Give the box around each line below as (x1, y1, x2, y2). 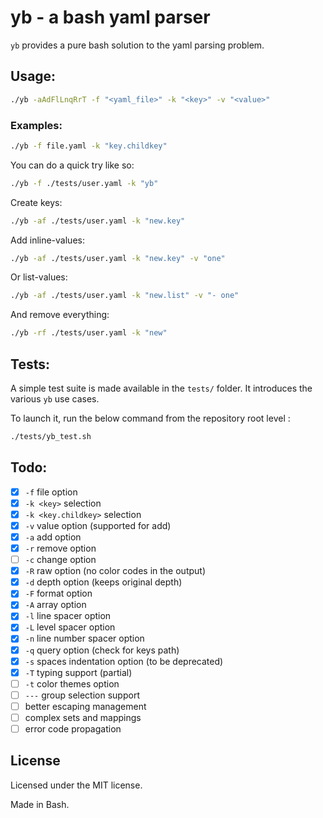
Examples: (10, 118, 63, 132)
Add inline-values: (10, 234, 85, 246)
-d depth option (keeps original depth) (24, 576, 183, 588)
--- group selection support (24, 689, 140, 701)
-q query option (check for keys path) (24, 644, 180, 656)
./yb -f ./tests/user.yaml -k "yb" (10, 178, 159, 188)
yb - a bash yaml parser (10, 6, 211, 29)
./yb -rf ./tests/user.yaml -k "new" (10, 328, 168, 338)
